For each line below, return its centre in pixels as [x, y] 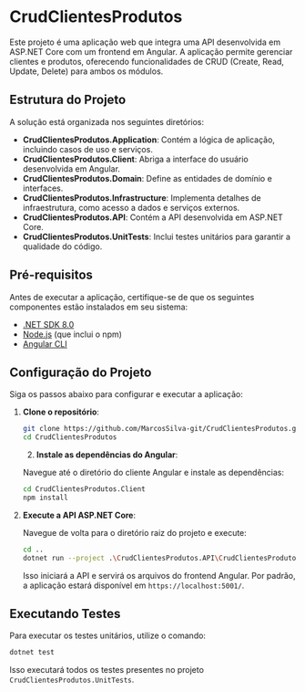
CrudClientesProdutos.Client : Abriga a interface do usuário [135, 159]
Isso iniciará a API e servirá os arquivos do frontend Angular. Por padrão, [159, 575]
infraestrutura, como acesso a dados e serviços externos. [131, 207]
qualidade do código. [62, 246]
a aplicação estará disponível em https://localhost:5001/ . [133, 585]
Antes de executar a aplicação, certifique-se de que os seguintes [132, 297]
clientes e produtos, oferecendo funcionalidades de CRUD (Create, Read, [147, 61]
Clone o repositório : [61, 412]
